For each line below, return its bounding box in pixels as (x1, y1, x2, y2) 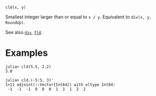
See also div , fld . (5, 29, 42, 35)
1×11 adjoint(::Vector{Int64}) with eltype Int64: (5, 82, 116, 87)
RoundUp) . (5, 20, 26, 25)
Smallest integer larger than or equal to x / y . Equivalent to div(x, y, (5, 14, 152, 20)
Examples (5, 47, 48, 59)
